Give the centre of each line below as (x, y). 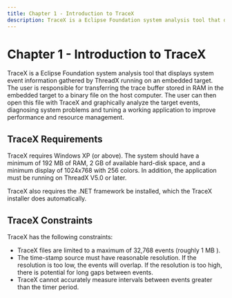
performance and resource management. (66, 118)
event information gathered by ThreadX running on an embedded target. (110, 81)
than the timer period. (48, 287)
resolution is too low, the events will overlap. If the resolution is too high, (119, 265)
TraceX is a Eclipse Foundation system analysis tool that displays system (110, 73)
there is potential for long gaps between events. (85, 272)
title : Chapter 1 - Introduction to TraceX (71, 13)
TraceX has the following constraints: (60, 237)
